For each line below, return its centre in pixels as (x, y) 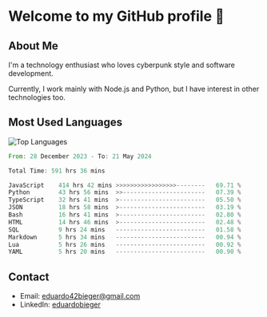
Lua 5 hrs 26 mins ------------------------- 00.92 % (125, 244)
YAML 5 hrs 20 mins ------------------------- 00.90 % (125, 252)
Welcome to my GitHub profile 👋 (117, 16)
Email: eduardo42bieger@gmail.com (80, 296)
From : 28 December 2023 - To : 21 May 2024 (80, 156)
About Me (33, 46)
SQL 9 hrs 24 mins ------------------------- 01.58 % (125, 230)
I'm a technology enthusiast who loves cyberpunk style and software (122, 65)
